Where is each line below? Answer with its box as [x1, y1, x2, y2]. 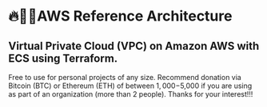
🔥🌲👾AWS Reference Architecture [8, 7, 233, 25]
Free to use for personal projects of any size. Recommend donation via [8, 73, 241, 82]
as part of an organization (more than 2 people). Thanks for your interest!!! [8, 90, 253, 98]
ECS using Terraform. [8, 52, 118, 65]
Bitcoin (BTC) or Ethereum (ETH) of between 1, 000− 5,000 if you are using [8, 81, 253, 90]
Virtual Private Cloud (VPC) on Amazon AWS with [8, 39, 260, 52]
